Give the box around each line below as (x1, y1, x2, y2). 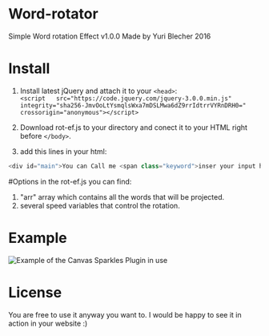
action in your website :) (8, 318, 88, 328)
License (8, 283, 62, 302)
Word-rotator (8, 5, 98, 23)
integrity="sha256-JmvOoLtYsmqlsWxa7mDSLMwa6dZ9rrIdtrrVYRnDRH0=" (19, 101, 247, 109)
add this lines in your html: (19, 146, 107, 156)
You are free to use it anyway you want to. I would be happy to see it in (8, 310, 242, 319)
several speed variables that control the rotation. (19, 200, 180, 210)
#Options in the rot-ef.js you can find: (8, 176, 132, 186)
